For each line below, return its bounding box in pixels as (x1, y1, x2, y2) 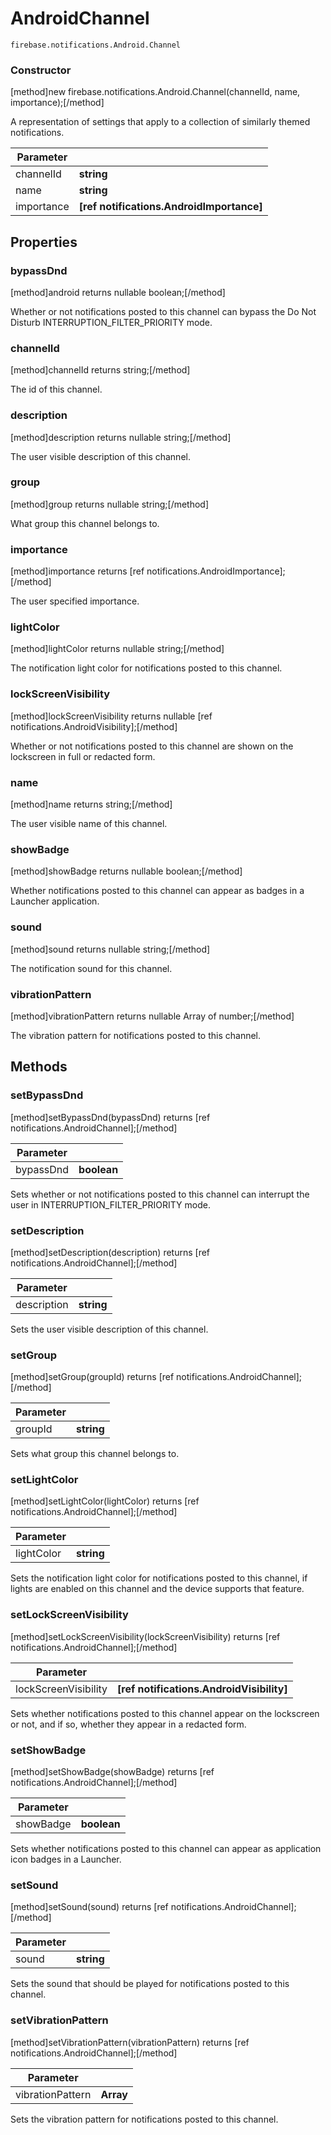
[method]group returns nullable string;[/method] (10, 498, 210, 510)
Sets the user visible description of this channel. (10, 1323, 209, 1335)
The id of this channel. (10, 383, 103, 396)
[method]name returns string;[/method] (10, 798, 173, 810)
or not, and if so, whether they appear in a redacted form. (10, 1718, 247, 1730)
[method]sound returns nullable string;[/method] (10, 943, 211, 955)
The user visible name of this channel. (10, 818, 168, 829)
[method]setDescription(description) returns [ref (10, 1246, 211, 1258)
